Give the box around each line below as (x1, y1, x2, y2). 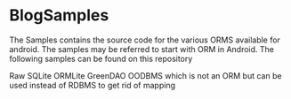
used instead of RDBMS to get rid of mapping (9, 80, 176, 90)
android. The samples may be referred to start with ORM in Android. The (9, 43, 274, 54)
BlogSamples (9, 5, 109, 26)
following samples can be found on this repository (9, 53, 193, 64)
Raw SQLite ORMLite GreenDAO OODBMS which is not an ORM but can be (9, 70, 282, 80)
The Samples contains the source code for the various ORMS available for (9, 34, 280, 45)
